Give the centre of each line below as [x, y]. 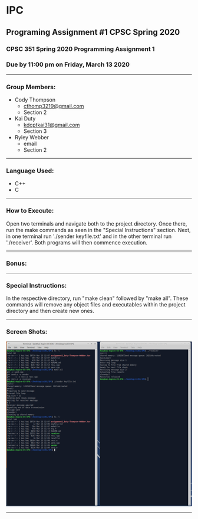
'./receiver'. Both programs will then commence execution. [77, 242]
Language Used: [30, 171]
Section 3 [35, 131]
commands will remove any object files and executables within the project [96, 305]
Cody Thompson [35, 100]
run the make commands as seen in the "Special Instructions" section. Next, [98, 230]
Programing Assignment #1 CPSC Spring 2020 [93, 32]
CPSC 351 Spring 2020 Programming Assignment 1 [80, 49]
